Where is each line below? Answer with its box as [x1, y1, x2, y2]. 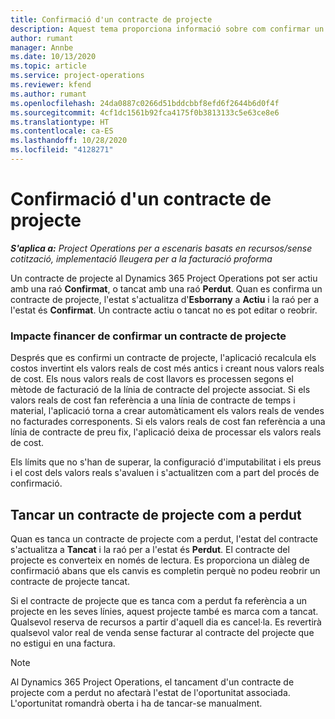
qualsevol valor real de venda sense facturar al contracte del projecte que [10, 626, 315, 638]
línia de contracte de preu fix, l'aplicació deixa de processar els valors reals [10, 426, 322, 438]
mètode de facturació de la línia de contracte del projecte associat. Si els [10, 384, 311, 396]
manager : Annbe [10, 42, 74, 53]
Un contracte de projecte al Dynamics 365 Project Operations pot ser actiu [10, 272, 318, 284]
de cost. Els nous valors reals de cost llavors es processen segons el [10, 373, 294, 385]
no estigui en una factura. [10, 637, 116, 649]
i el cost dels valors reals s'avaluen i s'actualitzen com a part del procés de [10, 467, 320, 479]
